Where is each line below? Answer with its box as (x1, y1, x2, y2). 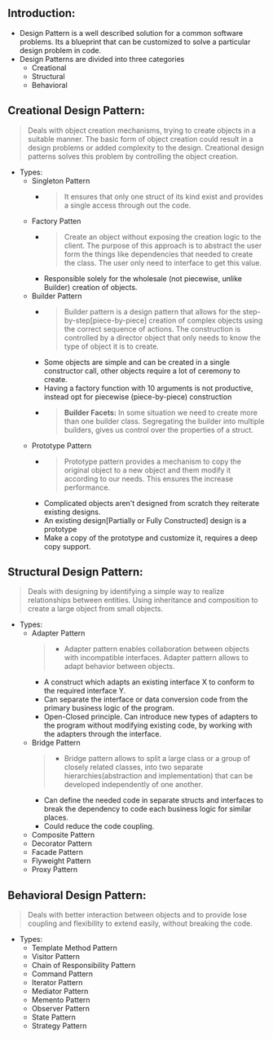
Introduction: (7, 7, 76, 20)
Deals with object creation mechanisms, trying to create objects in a (27, 125, 256, 135)
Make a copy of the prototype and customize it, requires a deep (43, 533, 258, 543)
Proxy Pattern (31, 865, 78, 874)
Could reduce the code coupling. (43, 821, 155, 831)
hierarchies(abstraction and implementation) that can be (64, 771, 253, 781)
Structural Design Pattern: (7, 566, 143, 579)
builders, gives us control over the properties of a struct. (64, 425, 254, 434)
